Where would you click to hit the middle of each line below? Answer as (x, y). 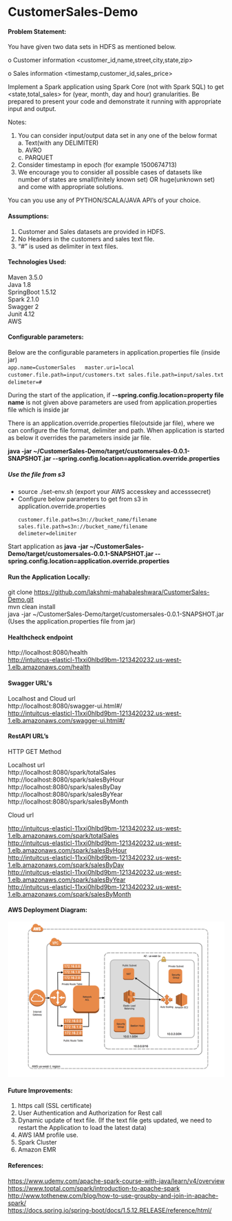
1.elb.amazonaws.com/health (49, 667)
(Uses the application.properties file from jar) (72, 622)
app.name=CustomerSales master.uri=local (71, 368)
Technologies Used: (37, 262)
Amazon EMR (37, 1150)
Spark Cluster (37, 1142)
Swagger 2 (23, 306)
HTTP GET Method (34, 751)
